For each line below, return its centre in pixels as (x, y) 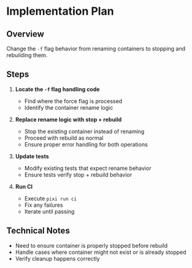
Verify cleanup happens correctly (57, 258)
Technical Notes (38, 231)
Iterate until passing (49, 211)
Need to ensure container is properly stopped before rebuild (91, 245)
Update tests (32, 156)
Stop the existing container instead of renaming (84, 131)
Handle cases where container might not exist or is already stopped (101, 252)
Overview (25, 34)
